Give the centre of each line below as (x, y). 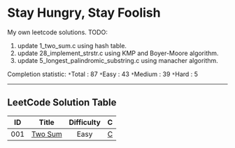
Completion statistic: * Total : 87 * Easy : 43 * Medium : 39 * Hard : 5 (102, 74)
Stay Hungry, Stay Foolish (84, 13)
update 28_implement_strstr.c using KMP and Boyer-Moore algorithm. (118, 53)
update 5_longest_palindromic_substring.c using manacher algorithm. (117, 60)
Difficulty (85, 122)
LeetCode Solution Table (62, 103)
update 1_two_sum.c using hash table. (72, 45)
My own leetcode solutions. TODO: (58, 32)
